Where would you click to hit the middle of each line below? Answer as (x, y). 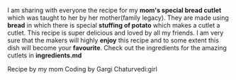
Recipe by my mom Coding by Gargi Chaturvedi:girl (82, 69)
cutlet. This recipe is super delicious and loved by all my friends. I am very (116, 33)
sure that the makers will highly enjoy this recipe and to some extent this (113, 40)
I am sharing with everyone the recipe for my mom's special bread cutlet (114, 10)
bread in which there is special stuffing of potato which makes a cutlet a (114, 25)
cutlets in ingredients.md (45, 55)
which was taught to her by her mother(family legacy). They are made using (118, 18)
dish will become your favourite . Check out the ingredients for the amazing (117, 48)
